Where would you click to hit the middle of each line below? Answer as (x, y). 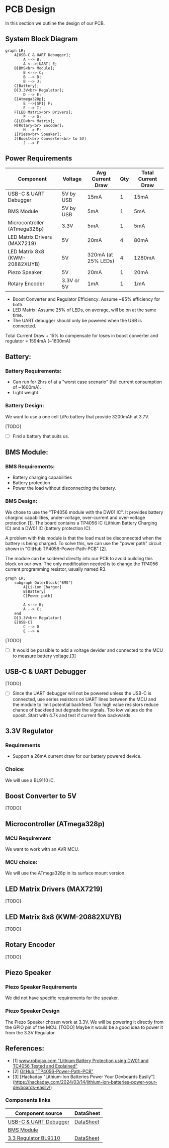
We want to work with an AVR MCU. (42, 849)
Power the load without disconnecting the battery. (64, 488)
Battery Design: (25, 406)
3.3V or (70, 280)
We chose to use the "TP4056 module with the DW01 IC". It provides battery (84, 512)
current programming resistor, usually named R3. (56, 569)
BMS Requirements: (30, 466)
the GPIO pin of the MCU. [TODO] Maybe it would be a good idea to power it (84, 1027)
